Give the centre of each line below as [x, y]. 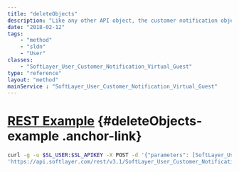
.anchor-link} [102, 136]
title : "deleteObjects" [43, 14]
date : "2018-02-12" [36, 27]
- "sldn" [33, 47]
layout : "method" [33, 80]
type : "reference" [34, 73]
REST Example [51, 121]
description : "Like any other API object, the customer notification [113, 21]
